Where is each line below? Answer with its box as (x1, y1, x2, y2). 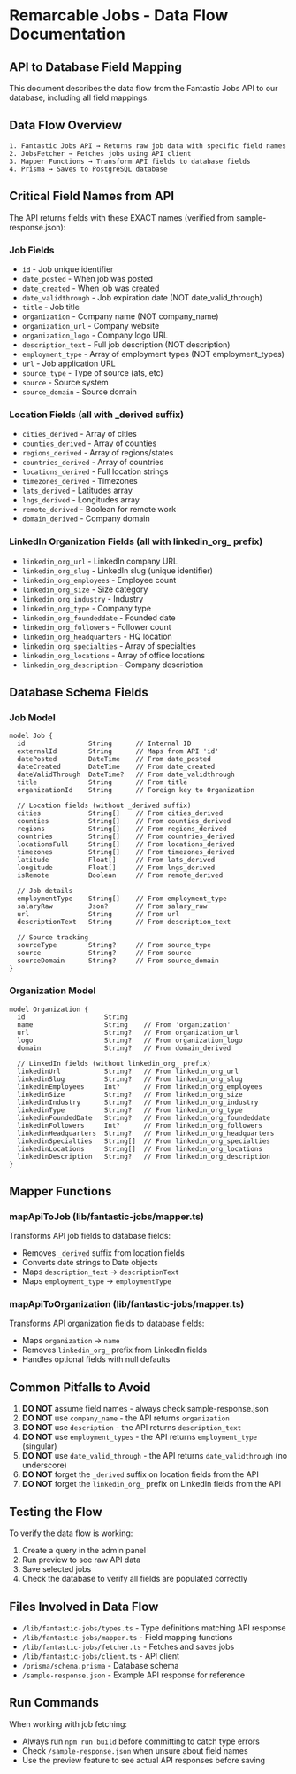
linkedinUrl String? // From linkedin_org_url (17, 1067, 239, 1076)
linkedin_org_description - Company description (21, 659, 204, 670)
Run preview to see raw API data (21, 1554, 141, 1565)
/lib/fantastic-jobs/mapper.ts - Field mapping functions (21, 1631, 233, 1642)
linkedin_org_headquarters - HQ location (21, 631, 172, 642)
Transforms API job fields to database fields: (9, 1231, 171, 1241)
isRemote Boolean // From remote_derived (17, 871, 224, 880)
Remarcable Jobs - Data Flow (9, 5, 229, 26)
